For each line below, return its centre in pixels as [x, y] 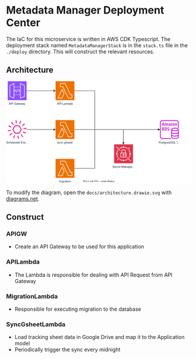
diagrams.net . [23, 198]
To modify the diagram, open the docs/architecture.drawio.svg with [89, 192]
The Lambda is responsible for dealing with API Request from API [94, 275]
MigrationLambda [32, 296]
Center [23, 23]
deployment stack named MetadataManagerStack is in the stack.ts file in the [97, 45]
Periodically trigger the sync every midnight [67, 350]
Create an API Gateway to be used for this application [79, 247]
